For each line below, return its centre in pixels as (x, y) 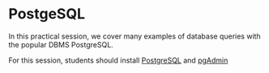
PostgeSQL (47, 14)
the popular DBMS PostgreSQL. (61, 44)
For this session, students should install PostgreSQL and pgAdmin (118, 60)
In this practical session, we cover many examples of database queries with (134, 36)
